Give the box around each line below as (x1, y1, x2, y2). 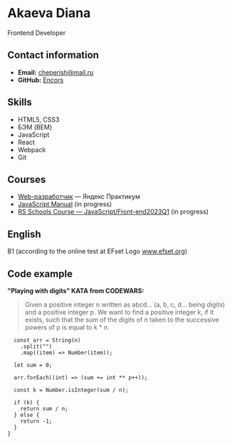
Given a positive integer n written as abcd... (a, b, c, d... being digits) (24, 300, 226, 309)
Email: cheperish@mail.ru (17, 68, 94, 76)
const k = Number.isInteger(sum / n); (14, 386, 130, 393)
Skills (7, 96, 32, 108)
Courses (7, 173, 46, 186)
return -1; (20, 418, 53, 425)
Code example (7, 268, 73, 280)
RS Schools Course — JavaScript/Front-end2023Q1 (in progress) (17, 208, 209, 216)
